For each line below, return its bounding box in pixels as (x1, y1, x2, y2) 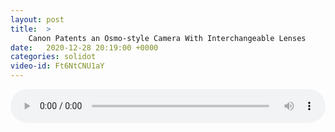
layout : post (10, 14, 65, 25)
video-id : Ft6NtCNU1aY (10, 61, 105, 71)
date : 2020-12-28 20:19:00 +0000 (10, 42, 159, 53)
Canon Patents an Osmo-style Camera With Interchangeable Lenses (28, 33, 307, 43)
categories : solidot (10, 52, 97, 62)
